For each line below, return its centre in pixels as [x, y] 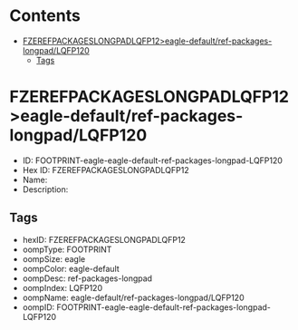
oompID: [38, 307]
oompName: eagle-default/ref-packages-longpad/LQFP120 [133, 297]
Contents [45, 16]
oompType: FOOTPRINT [67, 249]
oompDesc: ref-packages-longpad [87, 278]
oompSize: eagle [54, 258]
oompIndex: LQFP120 [62, 287]
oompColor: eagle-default [71, 268]
